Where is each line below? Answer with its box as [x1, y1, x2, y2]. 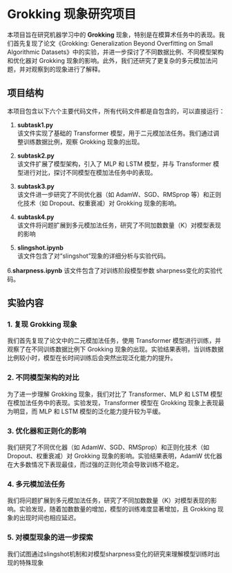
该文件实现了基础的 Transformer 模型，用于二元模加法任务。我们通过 [17, 129, 214, 137]
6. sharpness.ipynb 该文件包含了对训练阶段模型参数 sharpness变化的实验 [7, 266, 216, 274]
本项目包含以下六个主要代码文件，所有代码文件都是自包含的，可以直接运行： [7, 106, 225, 115]
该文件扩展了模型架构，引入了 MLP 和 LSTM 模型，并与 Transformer [17, 160, 212, 168]
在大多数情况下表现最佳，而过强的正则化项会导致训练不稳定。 [7, 460, 183, 469]
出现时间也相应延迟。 [19, 514, 80, 522]
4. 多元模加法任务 [7, 479, 66, 489]
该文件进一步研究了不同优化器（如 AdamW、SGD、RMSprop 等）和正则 [17, 190, 222, 198]
